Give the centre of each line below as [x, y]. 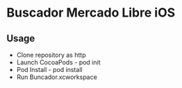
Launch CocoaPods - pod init [58, 62]
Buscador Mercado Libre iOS [91, 13]
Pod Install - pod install [49, 70]
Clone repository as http [51, 55]
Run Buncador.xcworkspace [57, 77]
